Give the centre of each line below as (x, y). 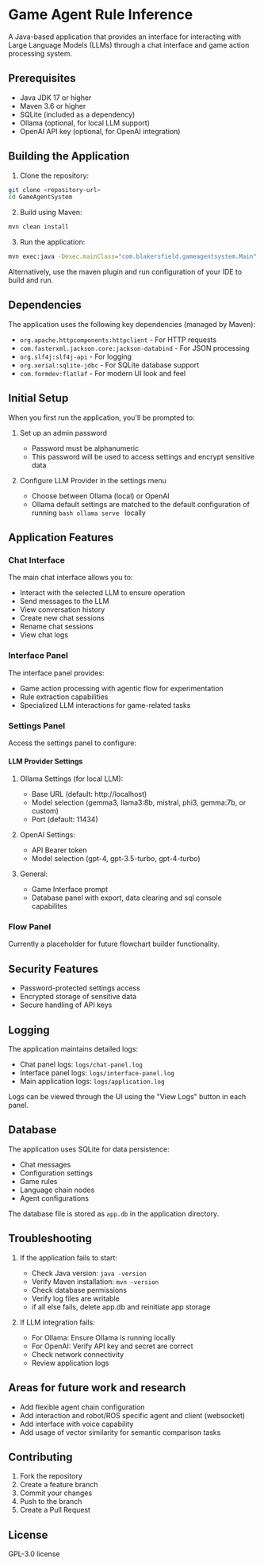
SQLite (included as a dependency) (77, 114)
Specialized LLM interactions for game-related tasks (105, 705)
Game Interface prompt (70, 890)
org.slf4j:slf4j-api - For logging (76, 356)
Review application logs (70, 1363)
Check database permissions (79, 1290)
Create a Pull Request (55, 1510)
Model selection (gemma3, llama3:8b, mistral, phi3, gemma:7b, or (139, 802)
